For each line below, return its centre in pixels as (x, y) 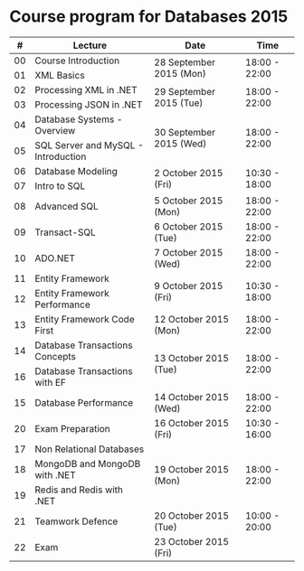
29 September (184, 91)
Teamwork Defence (76, 521)
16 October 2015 (191, 423)
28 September (184, 62)
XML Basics (60, 75)
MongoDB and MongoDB (88, 463)
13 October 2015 (191, 358)
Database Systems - (79, 119)
